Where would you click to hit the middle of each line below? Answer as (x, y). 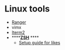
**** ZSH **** (25, 37)
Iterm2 (18, 32)
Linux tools (27, 9)
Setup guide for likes (40, 42)
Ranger (19, 22)
